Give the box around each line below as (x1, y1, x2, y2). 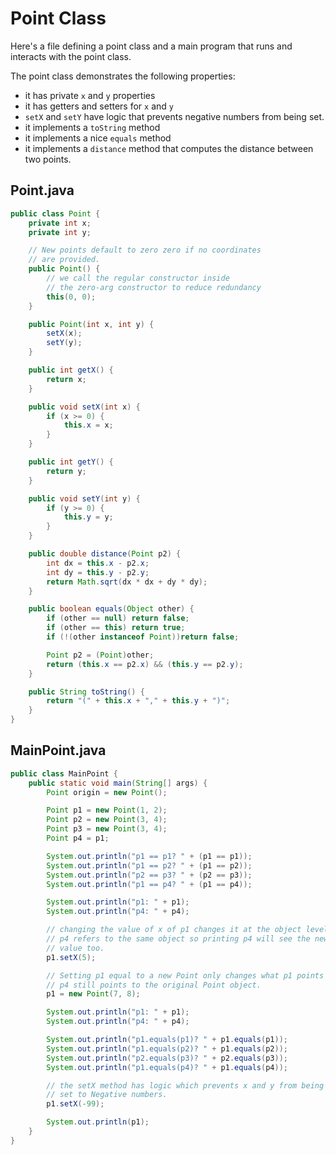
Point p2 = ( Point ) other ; (46, 650, 155, 660)
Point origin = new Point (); (46, 787, 168, 797)
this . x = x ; (63, 420, 114, 431)
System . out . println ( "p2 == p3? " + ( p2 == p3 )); (46, 870, 253, 880)
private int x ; (28, 218, 92, 228)
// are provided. (28, 255, 101, 265)
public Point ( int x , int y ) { (28, 319, 155, 329)
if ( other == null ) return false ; (46, 613, 190, 624)
